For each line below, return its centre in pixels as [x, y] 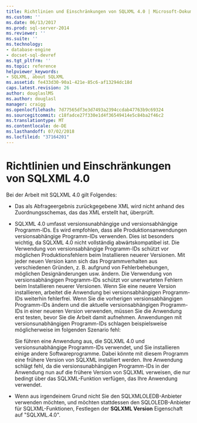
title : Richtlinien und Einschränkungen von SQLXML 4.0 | [78, 11]
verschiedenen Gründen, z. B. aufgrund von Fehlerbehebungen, [92, 267]
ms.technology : [25, 45]
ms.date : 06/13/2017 [31, 22]
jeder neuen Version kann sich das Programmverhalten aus [86, 261]
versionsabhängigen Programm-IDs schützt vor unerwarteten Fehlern [98, 280]
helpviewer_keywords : [33, 72]
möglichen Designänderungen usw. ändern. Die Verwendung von [93, 273]
